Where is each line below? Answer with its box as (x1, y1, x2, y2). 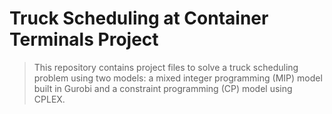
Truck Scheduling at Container (9, 7, 269, 30)
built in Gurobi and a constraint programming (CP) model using (33, 82, 293, 94)
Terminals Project (9, 28, 159, 51)
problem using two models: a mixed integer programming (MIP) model (33, 72, 323, 84)
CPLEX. (33, 93, 66, 105)
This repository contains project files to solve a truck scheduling (33, 61, 299, 73)
